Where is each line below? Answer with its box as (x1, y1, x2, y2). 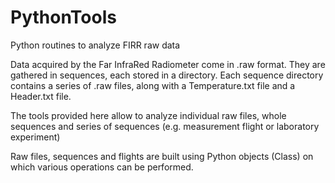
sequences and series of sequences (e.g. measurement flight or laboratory (10, 120, 320, 132)
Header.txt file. (10, 90, 72, 102)
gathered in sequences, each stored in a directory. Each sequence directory (10, 69, 324, 81)
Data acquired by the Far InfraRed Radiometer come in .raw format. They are (10, 58, 326, 70)
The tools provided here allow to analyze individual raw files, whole (10, 109, 287, 121)
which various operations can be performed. (10, 161, 194, 173)
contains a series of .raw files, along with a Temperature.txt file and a (10, 79, 296, 91)
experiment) (10, 131, 61, 143)
